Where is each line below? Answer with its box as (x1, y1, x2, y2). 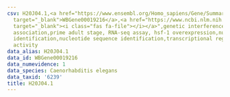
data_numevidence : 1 (7, 61, 66, 68)
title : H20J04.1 (7, 80, 53, 87)
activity (13, 42, 38, 48)
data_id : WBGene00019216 (7, 55, 78, 61)
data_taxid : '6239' (7, 73, 63, 81)
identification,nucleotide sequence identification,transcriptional (13, 36, 213, 42)
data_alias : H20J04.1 (7, 48, 69, 55)
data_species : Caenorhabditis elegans (7, 67, 118, 74)
